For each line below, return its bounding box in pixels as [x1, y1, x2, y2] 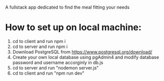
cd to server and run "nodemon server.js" [12, 64, 99, 70]
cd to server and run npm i [12, 43, 68, 49]
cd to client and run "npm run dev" [12, 70, 85, 76]
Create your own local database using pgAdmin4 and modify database [12, 54, 159, 60]
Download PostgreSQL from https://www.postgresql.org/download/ [12, 48, 152, 54]
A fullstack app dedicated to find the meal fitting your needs [5, 4, 130, 10]
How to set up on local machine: [5, 22, 142, 33]
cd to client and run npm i [12, 38, 66, 44]
